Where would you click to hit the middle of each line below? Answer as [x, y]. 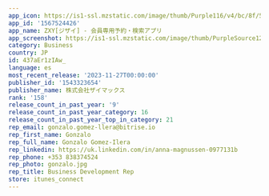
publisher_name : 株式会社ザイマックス [67, 90]
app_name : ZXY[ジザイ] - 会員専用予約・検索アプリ [85, 30]
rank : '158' [28, 98]
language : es [30, 68]
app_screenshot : [35, 38]
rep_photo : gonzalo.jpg [48, 165]
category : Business [41, 46]
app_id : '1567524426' [44, 23]
